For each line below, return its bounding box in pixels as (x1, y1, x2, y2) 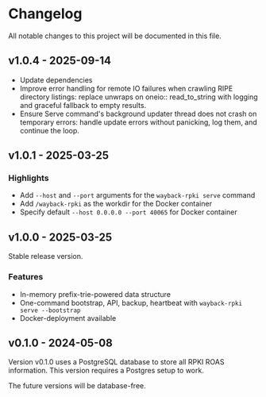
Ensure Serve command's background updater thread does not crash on (19, 109, 257, 118)
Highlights (8, 172, 49, 183)
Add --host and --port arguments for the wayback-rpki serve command (19, 191, 256, 200)
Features (8, 272, 44, 283)
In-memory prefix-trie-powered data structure (19, 289, 171, 299)
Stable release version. (8, 252, 83, 261)
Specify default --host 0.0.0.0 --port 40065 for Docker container (19, 207, 237, 217)
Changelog (8, 5, 83, 23)
